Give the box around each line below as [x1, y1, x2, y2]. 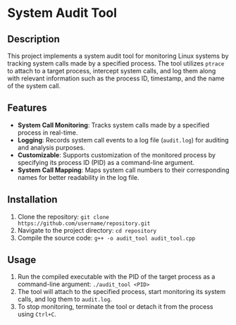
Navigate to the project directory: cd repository [17, 226, 157, 234]
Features [7, 102, 47, 114]
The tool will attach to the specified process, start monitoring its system [17, 288, 226, 296]
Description [7, 33, 60, 45]
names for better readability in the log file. [17, 173, 139, 181]
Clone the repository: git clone [17, 212, 109, 221]
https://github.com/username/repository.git [17, 220, 151, 227]
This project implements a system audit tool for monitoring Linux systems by [7, 51, 229, 60]
